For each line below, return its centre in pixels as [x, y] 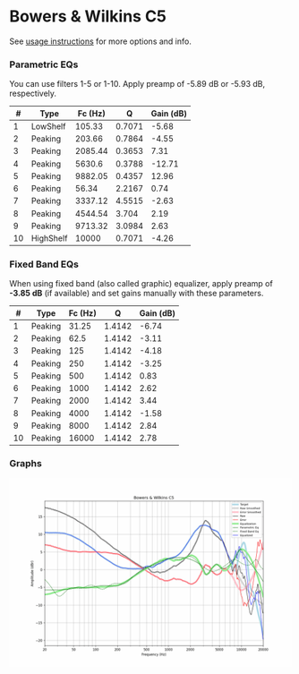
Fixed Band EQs [44, 264]
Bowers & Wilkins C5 [88, 17]
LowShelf [48, 126]
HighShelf [49, 238]
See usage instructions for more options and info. [101, 41]
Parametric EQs [44, 64]
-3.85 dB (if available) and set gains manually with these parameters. [137, 294]
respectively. [33, 94]
